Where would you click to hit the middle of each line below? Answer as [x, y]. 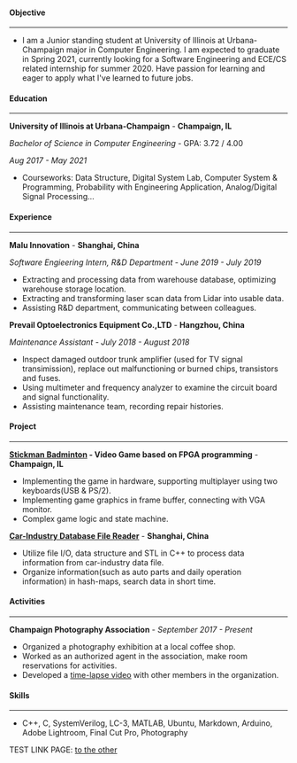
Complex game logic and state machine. [95, 518]
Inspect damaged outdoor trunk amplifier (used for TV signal [132, 359]
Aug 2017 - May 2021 [48, 160]
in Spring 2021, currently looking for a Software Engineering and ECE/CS [154, 59]
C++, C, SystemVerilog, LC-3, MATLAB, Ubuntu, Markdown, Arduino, [147, 723]
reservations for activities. [69, 666]
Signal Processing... [58, 197]
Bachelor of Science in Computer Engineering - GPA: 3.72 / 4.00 [126, 144]
